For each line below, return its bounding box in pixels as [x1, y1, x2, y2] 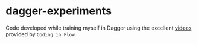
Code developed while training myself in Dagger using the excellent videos [5, 24, 192, 31]
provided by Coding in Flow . [5, 30, 77, 37]
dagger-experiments [5, 4, 112, 18]
